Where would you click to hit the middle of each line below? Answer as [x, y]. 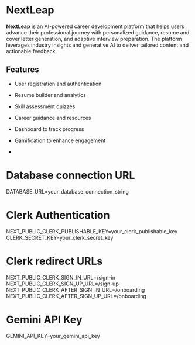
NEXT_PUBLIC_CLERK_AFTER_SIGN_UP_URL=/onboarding [76, 296]
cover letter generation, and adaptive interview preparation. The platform [94, 39]
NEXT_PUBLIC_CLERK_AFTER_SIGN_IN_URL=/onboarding [76, 289]
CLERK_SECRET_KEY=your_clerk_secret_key [60, 237]
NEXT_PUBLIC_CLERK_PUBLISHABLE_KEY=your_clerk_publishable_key [92, 231]
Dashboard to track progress [49, 129]
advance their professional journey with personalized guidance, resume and [98, 32]
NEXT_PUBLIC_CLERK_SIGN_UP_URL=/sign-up [62, 284]
